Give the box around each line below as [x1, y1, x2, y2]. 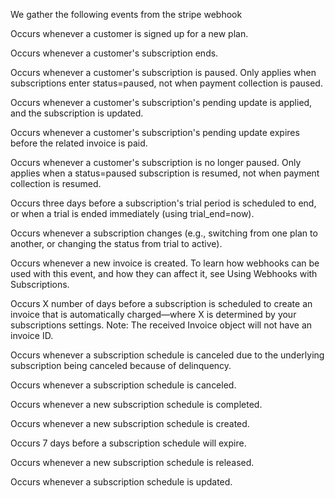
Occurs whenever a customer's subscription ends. [10, 47, 219, 59]
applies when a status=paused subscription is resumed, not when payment [10, 167, 320, 179]
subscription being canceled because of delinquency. [10, 360, 232, 371]
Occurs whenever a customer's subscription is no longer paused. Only [10, 157, 302, 168]
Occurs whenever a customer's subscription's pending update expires [10, 127, 300, 138]
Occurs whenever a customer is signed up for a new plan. [10, 28, 249, 39]
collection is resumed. [10, 178, 102, 189]
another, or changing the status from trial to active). [10, 238, 223, 249]
